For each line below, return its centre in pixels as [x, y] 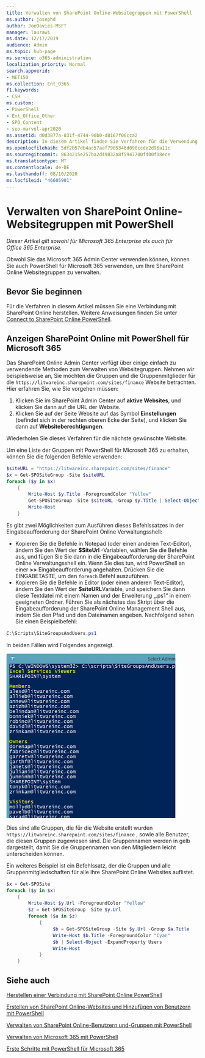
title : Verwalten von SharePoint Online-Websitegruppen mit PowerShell [99, 13]
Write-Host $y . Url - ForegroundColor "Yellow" [87, 904]
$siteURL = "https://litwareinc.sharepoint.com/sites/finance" [88, 468]
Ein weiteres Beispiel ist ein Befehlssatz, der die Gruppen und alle [88, 865]
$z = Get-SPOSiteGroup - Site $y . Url [75, 910]
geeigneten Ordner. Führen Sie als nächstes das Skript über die [95, 602]
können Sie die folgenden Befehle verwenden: [64, 456]
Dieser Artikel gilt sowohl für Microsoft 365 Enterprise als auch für [90, 241]
